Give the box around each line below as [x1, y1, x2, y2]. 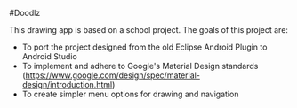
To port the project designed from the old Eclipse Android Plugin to [21, 42, 268, 52]
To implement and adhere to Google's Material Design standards [21, 61, 259, 71]
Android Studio [21, 51, 77, 61]
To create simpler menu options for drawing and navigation [21, 89, 239, 99]
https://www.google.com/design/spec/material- [25, 70, 200, 81]
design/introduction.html [21, 80, 113, 89]
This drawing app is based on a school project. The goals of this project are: [9, 25, 289, 35]
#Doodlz [9, 8, 41, 18]
